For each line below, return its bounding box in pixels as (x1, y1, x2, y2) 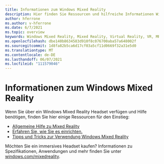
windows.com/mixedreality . (5, 154, 61, 160)
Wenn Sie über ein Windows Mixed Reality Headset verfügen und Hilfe (5, 109, 147, 115)
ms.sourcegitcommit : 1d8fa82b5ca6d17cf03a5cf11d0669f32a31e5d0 (5, 43, 137, 48)
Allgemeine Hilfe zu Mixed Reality (12, 124, 80, 129)
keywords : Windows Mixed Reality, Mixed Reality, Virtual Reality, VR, (5, 35, 154, 39)
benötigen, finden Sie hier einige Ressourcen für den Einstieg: (5, 114, 130, 120)
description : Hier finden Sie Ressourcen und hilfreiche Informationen (5, 12, 154, 17)
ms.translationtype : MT (5, 48, 54, 53)
